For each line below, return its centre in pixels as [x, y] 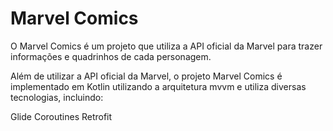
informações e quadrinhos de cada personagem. [111, 56]
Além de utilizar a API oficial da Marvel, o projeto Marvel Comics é [146, 76]
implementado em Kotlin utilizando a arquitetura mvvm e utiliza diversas [158, 86]
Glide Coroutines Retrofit [61, 116]
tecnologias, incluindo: [57, 97]
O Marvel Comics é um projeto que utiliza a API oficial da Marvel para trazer [166, 46]
